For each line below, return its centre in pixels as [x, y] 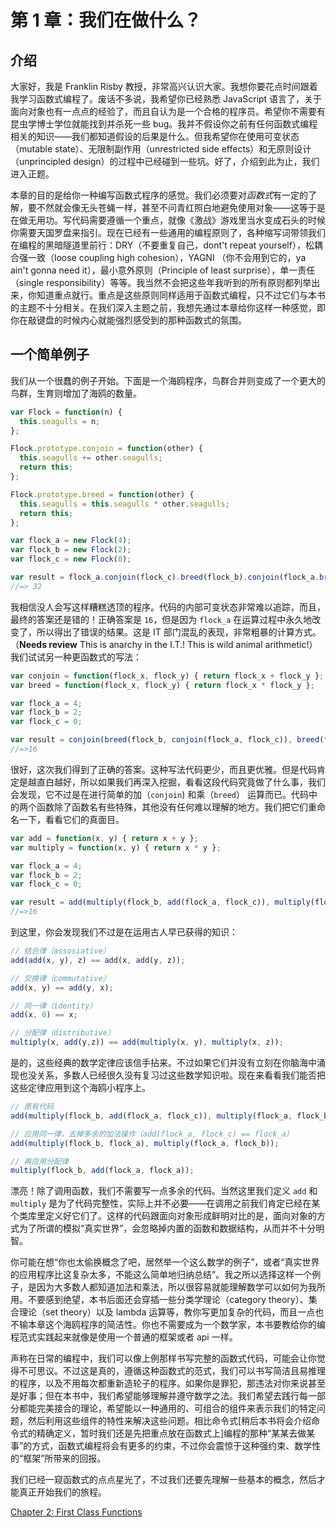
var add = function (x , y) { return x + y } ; [104, 838]
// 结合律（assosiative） [60, 951]
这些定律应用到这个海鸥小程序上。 [80, 1088]
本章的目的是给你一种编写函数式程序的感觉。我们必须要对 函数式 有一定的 [159, 195]
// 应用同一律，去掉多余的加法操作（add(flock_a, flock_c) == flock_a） [152, 1134]
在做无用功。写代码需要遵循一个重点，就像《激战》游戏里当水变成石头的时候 [168, 220]
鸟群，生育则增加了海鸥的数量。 [76, 393]
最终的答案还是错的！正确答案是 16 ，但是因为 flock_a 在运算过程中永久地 [161, 619]
